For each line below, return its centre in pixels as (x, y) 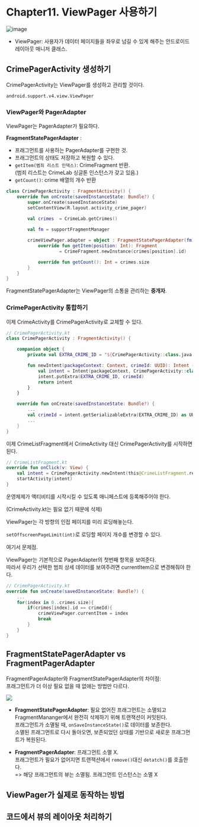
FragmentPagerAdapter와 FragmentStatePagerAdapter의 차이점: (84, 678)
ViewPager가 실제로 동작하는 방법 (65, 795)
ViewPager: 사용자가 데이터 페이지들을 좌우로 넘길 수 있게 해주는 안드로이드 (102, 41)
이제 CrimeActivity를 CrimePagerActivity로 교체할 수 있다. (75, 322)
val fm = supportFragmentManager (69, 229)
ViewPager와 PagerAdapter (46, 112)
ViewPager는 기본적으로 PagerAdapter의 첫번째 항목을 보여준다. (81, 559)
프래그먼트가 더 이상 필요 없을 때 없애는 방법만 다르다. (68, 686)
